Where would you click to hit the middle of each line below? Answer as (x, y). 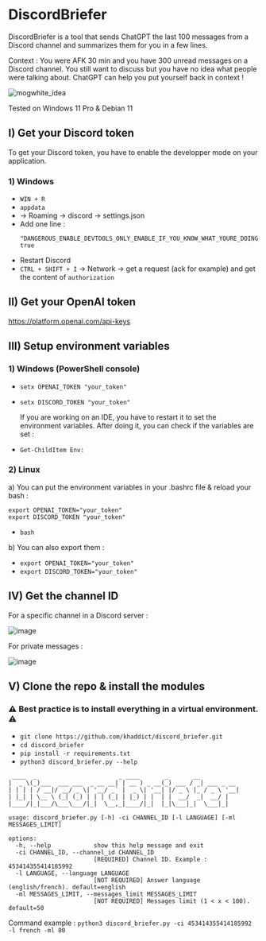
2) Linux (24, 470)
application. (27, 161)
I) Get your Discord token (71, 133)
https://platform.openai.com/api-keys (69, 321)
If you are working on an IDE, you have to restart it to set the (118, 417)
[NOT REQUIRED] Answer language (147, 881)
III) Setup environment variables (89, 346)
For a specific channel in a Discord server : (78, 615)
